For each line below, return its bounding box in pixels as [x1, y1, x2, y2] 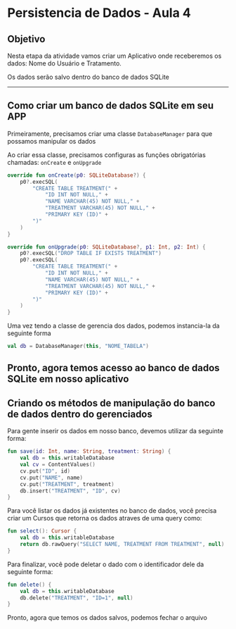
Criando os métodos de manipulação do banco [7, 397, 216, 409]
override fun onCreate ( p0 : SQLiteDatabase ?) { [7, 171, 146, 179]
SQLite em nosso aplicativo [7, 373, 129, 385]
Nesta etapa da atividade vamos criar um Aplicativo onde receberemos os [7, 51, 222, 60]
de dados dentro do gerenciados [7, 408, 153, 420]
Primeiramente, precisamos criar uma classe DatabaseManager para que [7, 129, 213, 138]
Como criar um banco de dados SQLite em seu [7, 100, 214, 112]
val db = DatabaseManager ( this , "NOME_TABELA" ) [7, 343, 150, 350]
